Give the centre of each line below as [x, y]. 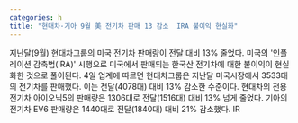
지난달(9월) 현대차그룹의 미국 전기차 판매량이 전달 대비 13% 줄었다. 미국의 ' [141, 53]
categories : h [36, 18]
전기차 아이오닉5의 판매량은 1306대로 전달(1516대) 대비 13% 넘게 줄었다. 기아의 [149, 97]
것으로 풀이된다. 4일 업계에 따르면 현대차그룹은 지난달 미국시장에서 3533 [154, 75]
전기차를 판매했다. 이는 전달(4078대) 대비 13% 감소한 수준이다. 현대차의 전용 [153, 86]
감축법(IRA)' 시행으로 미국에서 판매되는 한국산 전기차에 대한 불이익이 [153, 64]
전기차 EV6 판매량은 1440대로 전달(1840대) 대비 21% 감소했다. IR [125, 109]
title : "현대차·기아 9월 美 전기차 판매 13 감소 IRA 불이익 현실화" [124, 26]
